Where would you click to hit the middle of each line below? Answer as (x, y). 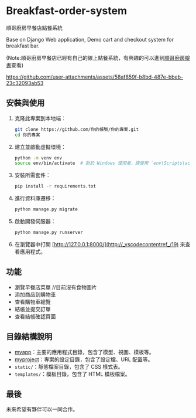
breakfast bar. (23, 46)
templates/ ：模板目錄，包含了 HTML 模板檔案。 (72, 374)
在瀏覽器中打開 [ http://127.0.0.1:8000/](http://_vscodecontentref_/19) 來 (100, 244)
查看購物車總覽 (32, 302)
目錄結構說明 (29, 337)
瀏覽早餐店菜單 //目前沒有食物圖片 (56, 287)
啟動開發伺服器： (35, 221)
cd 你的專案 (27, 135)
